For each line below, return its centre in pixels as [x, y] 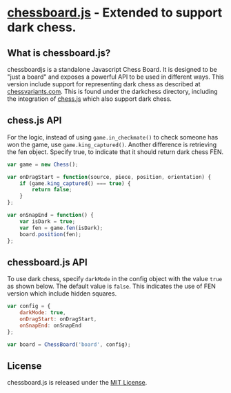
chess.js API [34, 121]
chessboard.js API [47, 262]
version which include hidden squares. [62, 294]
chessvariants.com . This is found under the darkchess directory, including [113, 92]
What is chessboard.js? [59, 53]
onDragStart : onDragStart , [58, 319]
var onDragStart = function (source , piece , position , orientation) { [109, 177]
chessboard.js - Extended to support [115, 13]
